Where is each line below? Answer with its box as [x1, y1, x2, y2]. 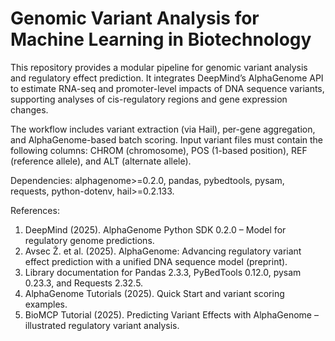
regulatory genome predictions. [24, 234, 155, 246]
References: [10, 204, 60, 216]
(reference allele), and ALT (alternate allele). [10, 155, 192, 167]
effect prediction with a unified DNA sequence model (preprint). [24, 255, 288, 267]
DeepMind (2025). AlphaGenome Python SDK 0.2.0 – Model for [24, 223, 287, 236]
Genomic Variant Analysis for [10, 7, 260, 30]
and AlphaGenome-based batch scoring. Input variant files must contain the [10, 133, 324, 146]
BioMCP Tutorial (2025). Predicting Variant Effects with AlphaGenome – [24, 308, 319, 321]
